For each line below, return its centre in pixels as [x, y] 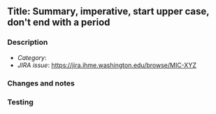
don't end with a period [59, 23]
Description [28, 43]
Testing [20, 102]
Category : [32, 57]
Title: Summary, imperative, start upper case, [108, 12]
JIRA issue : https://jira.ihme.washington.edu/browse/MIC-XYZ [107, 65]
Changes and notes [41, 83]
